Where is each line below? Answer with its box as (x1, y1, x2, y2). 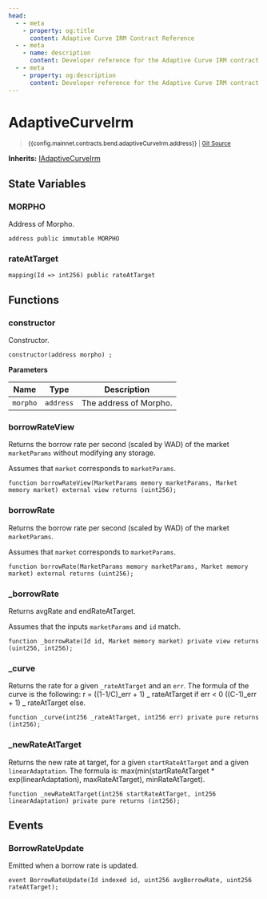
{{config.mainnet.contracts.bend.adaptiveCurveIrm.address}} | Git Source (27, 139, 232, 148)
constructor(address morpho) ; (8, 351, 113, 359)
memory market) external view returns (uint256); (8, 486, 177, 494)
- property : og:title (22, 26, 94, 34)
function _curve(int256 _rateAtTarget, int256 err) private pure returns (8, 714, 260, 722)
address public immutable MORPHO (8, 235, 120, 243)
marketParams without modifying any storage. (8, 448, 156, 458)
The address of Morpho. (81, 397, 173, 409)
